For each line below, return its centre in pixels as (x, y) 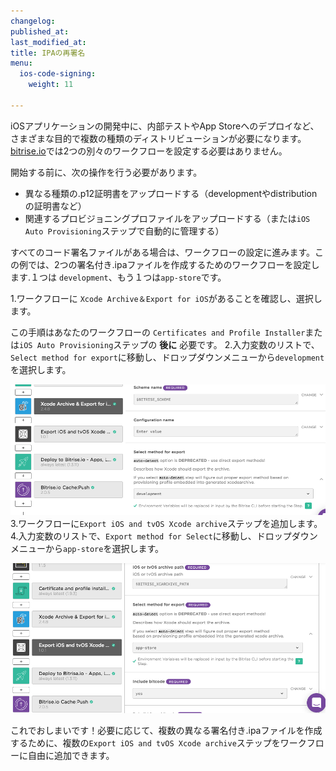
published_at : (40, 31)
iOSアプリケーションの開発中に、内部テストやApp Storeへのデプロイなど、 (165, 126)
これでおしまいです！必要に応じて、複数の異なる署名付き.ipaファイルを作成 (166, 730)
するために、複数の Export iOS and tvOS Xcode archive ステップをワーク (158, 742)
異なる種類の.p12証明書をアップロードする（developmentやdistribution (171, 193)
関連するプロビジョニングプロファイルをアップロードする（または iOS (167, 218)
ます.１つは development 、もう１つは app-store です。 (118, 277)
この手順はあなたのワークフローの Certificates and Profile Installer (158, 332)
